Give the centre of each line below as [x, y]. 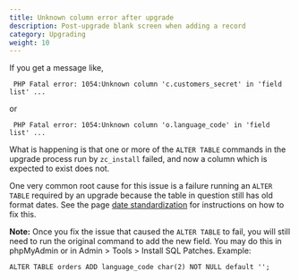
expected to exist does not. [60, 169]
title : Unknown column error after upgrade [92, 17]
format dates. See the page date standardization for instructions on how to [147, 205]
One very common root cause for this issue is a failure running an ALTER [141, 186]
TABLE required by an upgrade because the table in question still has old [141, 195]
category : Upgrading [48, 34]
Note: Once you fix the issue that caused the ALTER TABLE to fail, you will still [150, 232]
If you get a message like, [57, 68]
